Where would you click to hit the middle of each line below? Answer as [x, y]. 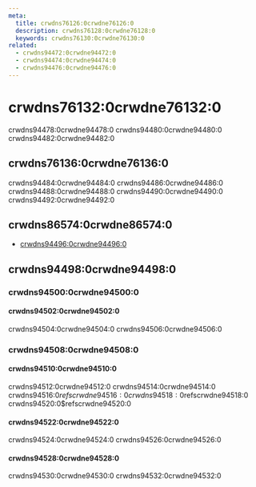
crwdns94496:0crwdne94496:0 [73, 244]
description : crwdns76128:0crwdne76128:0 [86, 30]
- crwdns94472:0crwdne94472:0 [66, 53]
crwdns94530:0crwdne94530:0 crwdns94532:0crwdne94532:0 [115, 476]
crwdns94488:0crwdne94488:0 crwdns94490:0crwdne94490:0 [116, 191]
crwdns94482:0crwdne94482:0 [62, 138]
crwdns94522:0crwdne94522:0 [64, 422]
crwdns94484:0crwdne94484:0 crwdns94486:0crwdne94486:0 [116, 183]
